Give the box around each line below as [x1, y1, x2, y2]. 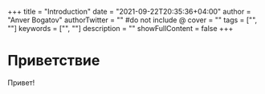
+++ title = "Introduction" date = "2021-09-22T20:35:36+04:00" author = [7, 7, 251, 16]
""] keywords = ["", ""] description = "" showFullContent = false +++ [7, 24, 234, 33]
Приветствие [7, 52, 100, 70]
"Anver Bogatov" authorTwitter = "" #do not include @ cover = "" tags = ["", [7, 15, 258, 25]
